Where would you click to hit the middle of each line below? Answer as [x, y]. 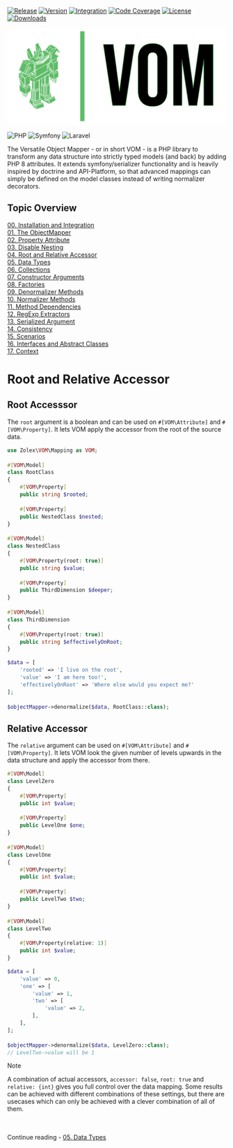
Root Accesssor [42, 405]
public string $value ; [53, 568]
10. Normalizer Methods [41, 299]
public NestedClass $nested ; [62, 517]
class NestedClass [34, 546]
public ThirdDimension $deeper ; [66, 590]
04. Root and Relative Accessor [52, 254]
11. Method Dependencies [44, 307]
